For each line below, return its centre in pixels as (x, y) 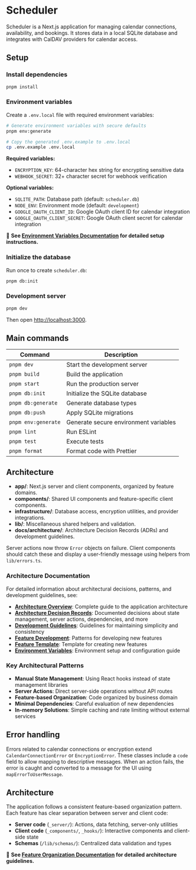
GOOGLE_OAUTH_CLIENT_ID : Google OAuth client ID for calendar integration (102, 212)
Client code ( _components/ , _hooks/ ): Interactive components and (94, 831)
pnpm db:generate (33, 403)
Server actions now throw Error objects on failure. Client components (91, 548)
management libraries (41, 685)
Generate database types (102, 403)
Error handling (33, 735)
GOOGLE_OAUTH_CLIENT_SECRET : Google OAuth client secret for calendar (99, 218)
